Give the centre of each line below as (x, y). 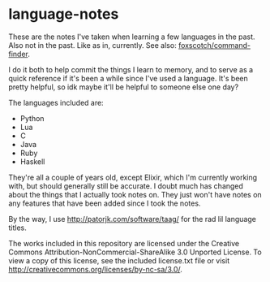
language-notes (64, 14)
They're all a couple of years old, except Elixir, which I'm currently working (133, 177)
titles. (17, 228)
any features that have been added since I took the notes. (105, 203)
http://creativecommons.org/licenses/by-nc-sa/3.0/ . (95, 269)
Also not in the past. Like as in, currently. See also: (92, 45)
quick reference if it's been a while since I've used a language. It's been (129, 78)
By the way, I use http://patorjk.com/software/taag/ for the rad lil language (133, 219)
